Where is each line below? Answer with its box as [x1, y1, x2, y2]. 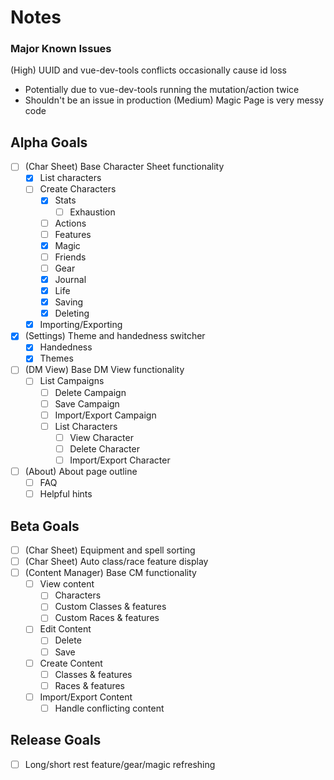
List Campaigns [39, 375, 105, 387]
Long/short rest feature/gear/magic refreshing [24, 758, 216, 770]
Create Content [39, 657, 103, 669]
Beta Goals [10, 517, 80, 535]
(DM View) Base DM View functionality [24, 364, 185, 376]
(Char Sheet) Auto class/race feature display [24, 556, 209, 568]
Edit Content [39, 623, 92, 635]
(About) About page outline [24, 465, 138, 477]
